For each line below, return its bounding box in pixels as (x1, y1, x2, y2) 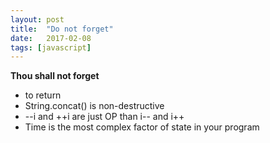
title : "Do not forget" (10, 24, 114, 34)
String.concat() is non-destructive (24, 100, 165, 112)
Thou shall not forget (10, 70, 100, 82)
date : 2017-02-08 (10, 33, 92, 43)
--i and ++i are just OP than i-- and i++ (24, 111, 185, 123)
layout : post (10, 14, 65, 25)
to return (24, 89, 62, 101)
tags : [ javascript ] (10, 42, 92, 53)
